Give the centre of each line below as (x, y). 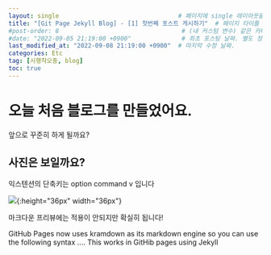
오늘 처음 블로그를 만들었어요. (100, 111)
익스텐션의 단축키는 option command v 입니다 (81, 183)
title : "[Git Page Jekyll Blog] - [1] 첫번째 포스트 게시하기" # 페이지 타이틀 (134, 23)
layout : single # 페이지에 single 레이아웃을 (136, 16)
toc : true (25, 69)
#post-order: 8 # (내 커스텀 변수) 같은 (130, 31)
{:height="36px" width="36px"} (69, 201)
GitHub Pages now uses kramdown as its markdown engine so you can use (133, 233)
